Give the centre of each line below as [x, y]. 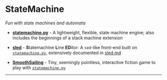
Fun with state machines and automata [45, 23]
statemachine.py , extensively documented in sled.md [67, 53]
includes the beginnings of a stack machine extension [68, 38]
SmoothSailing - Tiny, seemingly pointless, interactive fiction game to [84, 62]
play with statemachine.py [39, 68]
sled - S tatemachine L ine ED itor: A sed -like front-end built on [75, 47]
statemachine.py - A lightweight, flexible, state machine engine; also [83, 32]
